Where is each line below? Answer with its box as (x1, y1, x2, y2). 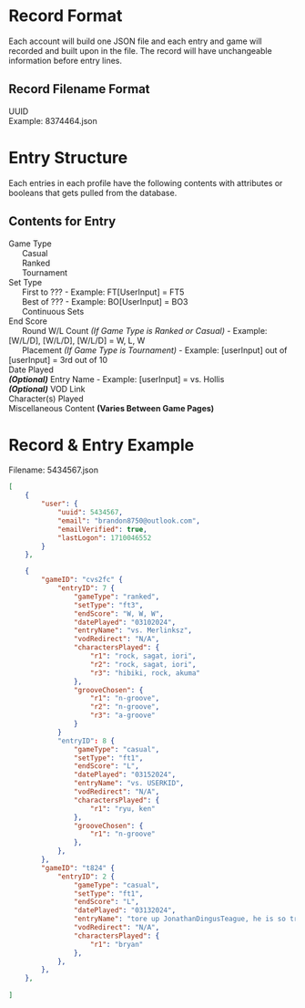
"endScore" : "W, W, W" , (73, 608, 165, 618)
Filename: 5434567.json (8, 464, 99, 475)
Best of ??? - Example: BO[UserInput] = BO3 (21, 296, 188, 307)
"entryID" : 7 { (56, 584, 116, 593)
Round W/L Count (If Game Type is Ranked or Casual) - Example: (21, 325, 268, 336)
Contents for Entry (8, 213, 117, 229)
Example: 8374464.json (8, 115, 97, 126)
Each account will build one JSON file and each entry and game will (8, 36, 262, 47)
